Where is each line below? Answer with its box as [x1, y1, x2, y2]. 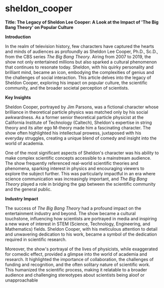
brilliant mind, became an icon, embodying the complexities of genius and [5, 69, 154, 75]
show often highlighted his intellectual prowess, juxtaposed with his [5, 130, 141, 136]
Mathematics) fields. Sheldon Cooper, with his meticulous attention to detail [5, 226, 158, 232]
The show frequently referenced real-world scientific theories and [5, 160, 139, 166]
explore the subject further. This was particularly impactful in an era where [5, 170, 156, 176]
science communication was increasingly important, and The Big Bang [5, 176, 148, 182]
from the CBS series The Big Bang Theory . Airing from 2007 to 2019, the [5, 53, 151, 59]
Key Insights [5, 94, 31, 100]
